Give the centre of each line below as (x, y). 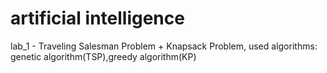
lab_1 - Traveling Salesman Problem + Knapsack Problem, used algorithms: (164, 46)
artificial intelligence (97, 18)
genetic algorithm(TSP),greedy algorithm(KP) (103, 56)
